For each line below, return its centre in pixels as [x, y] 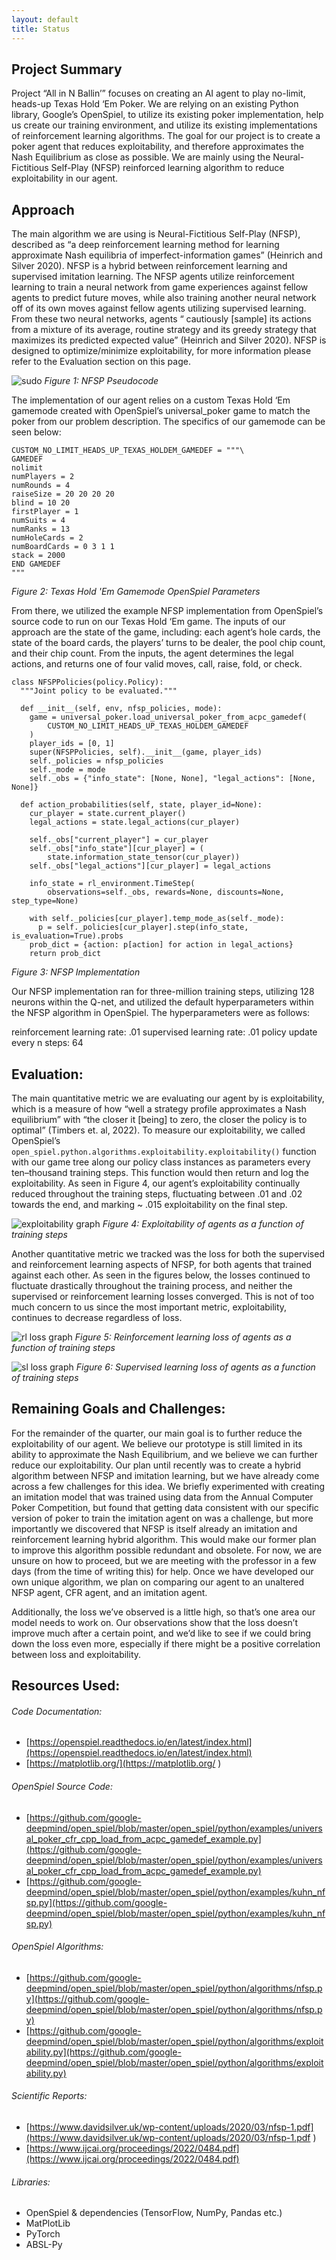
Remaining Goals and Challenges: [118, 1409]
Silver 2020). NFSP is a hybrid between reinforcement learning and [149, 266]
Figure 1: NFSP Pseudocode [101, 381]
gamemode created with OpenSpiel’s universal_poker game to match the [161, 411]
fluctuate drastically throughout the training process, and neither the [152, 1285]
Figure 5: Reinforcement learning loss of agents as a [183, 1337]
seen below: [36, 432]
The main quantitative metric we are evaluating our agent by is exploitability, [168, 1098]
